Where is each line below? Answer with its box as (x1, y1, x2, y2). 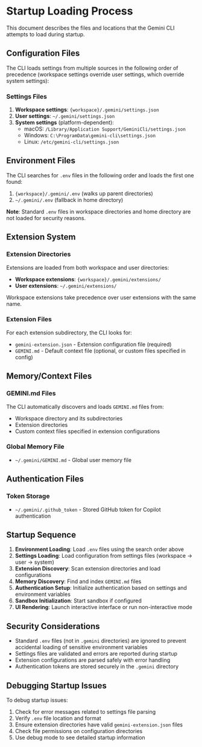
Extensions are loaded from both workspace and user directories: (6, 264, 169, 271)
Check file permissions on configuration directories (14, 727, 143, 734)
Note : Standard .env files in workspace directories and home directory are (6, 207, 191, 215)
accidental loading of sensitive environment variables (14, 644, 148, 651)
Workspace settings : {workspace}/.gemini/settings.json (14, 106, 159, 113)
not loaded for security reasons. (6, 214, 86, 221)
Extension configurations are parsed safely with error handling (14, 656, 171, 664)
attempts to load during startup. (6, 30, 86, 38)
